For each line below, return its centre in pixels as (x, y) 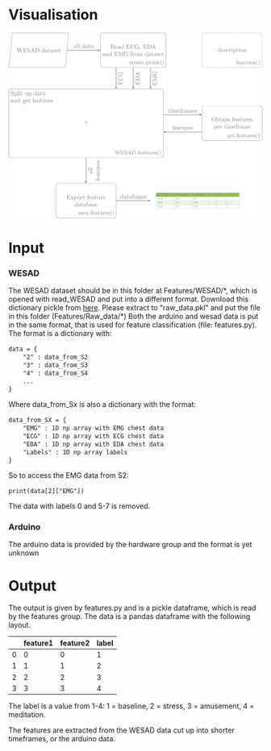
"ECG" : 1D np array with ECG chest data (93, 437)
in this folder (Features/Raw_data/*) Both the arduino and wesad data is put (133, 317)
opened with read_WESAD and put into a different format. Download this (128, 299)
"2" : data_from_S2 (56, 357)
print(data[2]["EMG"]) (46, 492)
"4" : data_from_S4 (56, 373)
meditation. (27, 715)
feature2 (75, 643)
